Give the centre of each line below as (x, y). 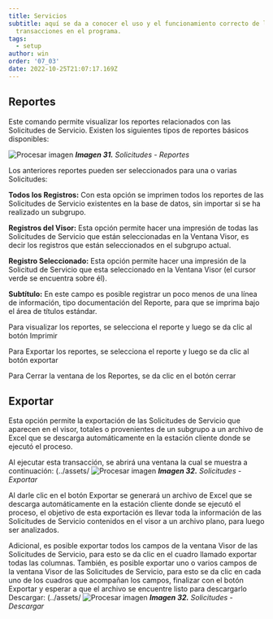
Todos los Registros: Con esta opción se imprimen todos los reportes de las (136, 194)
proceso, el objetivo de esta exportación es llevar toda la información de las (135, 512)
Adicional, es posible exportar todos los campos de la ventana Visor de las (133, 546)
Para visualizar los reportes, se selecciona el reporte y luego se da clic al (130, 327)
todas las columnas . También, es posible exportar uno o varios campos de (133, 563)
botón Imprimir (33, 335)
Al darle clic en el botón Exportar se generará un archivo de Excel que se (130, 495)
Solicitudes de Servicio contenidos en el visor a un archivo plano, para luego (136, 521)
